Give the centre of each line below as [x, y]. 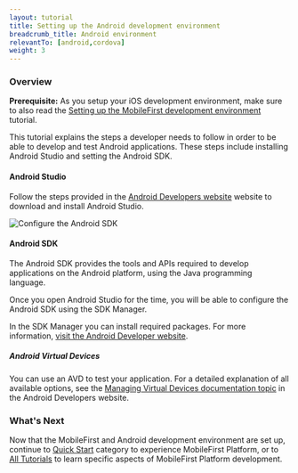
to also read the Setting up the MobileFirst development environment [135, 110]
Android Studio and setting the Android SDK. [91, 156]
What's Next [37, 420]
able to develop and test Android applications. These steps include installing [149, 147]
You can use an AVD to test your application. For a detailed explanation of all [149, 379]
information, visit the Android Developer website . [99, 336]
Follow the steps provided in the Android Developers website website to [141, 196]
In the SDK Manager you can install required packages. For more [128, 326]
